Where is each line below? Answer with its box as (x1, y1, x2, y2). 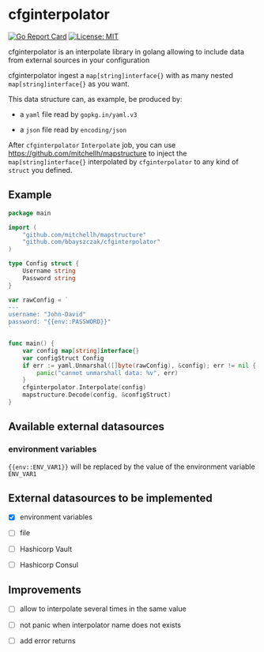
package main (8, 209, 51, 217)
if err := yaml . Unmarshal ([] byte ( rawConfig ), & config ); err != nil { (22, 362, 257, 369)
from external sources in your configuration (8, 55, 150, 65)
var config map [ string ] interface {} (22, 347, 140, 354)
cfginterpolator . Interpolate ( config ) (22, 384, 147, 392)
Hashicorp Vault (19, 544, 73, 553)
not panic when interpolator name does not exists (19, 620, 182, 629)
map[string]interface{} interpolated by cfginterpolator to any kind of (8, 156, 239, 167)
